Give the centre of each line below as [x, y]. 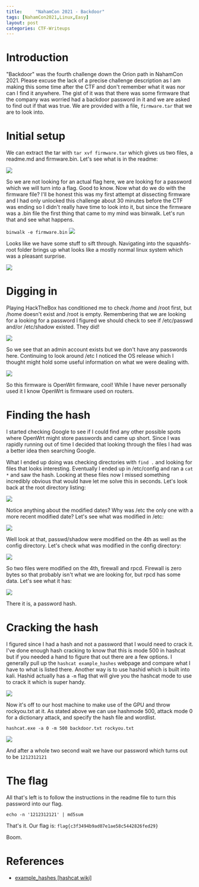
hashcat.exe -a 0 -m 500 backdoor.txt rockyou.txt [70, 728]
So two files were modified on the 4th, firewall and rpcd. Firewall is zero [94, 568]
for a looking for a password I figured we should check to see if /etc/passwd [99, 321]
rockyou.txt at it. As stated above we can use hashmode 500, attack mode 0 [99, 711]
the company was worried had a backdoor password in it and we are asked [98, 99]
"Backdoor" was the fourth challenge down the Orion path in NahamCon [94, 74]
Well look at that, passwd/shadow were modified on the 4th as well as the [96, 539]
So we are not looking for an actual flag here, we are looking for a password [99, 182]
